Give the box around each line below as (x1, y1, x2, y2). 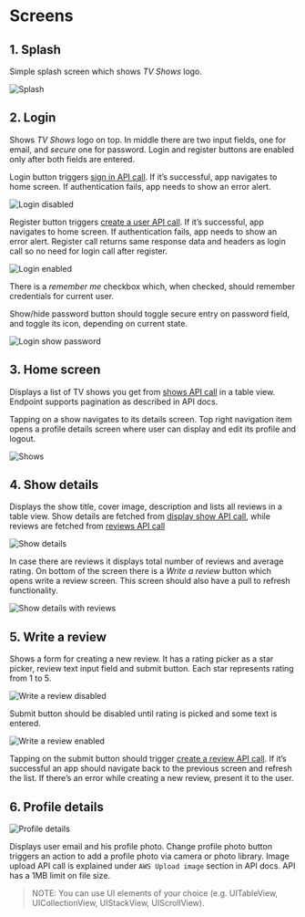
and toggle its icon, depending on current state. (9, 318, 188, 328)
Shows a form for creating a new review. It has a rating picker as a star (9, 653, 274, 664)
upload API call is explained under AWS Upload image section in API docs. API (9, 860, 296, 871)
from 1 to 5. (9, 672, 52, 684)
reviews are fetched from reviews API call (9, 521, 166, 532)
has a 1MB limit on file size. (9, 870, 111, 881)
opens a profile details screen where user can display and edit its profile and (9, 423, 297, 434)
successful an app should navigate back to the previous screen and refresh (9, 763, 293, 774)
